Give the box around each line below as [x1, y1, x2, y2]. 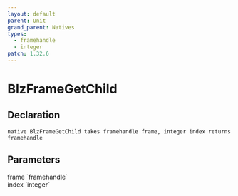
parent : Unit [7, 17, 46, 24]
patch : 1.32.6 [7, 51, 50, 58]
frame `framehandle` [7, 172, 68, 181]
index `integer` [7, 180, 50, 189]
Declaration [7, 109, 61, 121]
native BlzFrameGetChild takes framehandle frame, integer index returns [7, 128, 232, 135]
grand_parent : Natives [7, 24, 75, 31]
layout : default [7, 10, 56, 18]
